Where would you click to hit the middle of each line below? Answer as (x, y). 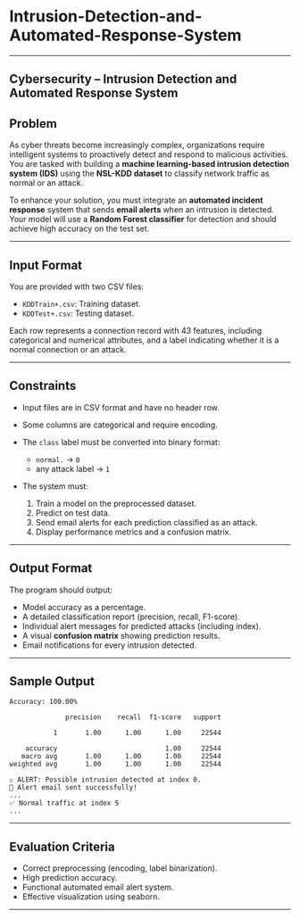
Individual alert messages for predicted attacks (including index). (142, 625)
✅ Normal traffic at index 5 (64, 803)
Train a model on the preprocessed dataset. (116, 503)
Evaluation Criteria (62, 846)
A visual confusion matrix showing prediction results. (121, 635)
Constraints (43, 386)
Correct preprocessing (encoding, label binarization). (120, 868)
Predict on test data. (73, 513)
